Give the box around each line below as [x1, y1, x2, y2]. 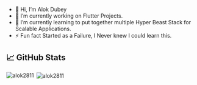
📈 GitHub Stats [6, 52, 66, 63]
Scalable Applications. [15, 25, 71, 32]
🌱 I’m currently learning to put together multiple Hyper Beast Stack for [15, 19, 192, 25]
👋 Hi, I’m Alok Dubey [15, 6, 67, 13]
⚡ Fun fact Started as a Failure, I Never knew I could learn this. [15, 32, 172, 39]
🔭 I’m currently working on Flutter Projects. [15, 12, 123, 19]
